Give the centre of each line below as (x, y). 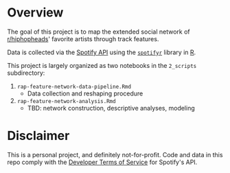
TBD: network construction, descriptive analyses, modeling (111, 108)
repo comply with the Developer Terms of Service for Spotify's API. (102, 162)
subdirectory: (26, 73)
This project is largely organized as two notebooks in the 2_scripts (102, 65)
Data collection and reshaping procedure (85, 93)
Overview (35, 13)
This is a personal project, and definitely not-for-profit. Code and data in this (115, 154)
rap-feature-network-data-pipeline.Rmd (74, 86)
